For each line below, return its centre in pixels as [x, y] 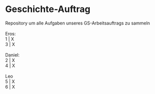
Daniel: [13, 55]
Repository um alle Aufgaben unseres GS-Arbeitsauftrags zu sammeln [78, 23]
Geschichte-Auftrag [48, 9]
